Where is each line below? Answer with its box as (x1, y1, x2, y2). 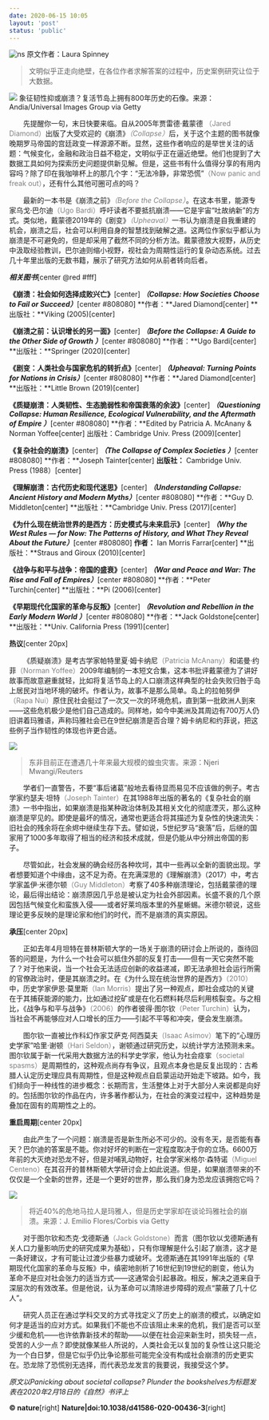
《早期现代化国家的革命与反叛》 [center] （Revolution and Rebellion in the (9, 602, 255, 612)
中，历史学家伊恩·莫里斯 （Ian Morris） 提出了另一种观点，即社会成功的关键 (9, 984, 255, 994)
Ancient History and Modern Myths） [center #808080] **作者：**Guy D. (9, 493, 254, 502)
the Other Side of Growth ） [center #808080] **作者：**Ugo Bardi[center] (9, 336, 257, 346)
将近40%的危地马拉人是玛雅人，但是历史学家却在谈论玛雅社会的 (28, 1207, 241, 1216)
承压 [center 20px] (9, 927, 69, 937)
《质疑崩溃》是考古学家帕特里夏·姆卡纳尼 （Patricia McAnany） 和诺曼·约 (23, 656, 260, 665)
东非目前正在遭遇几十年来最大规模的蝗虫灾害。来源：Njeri (28, 758, 220, 768)
